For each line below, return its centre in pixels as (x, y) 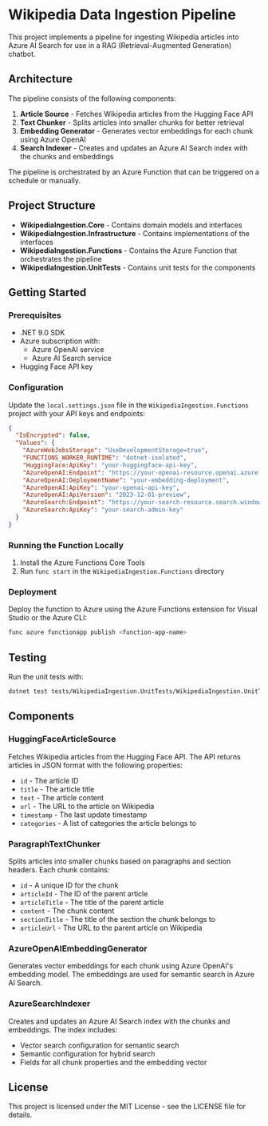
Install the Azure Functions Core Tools (82, 563)
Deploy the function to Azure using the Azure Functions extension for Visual (133, 609)
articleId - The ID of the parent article (84, 893)
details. (20, 1115)
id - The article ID (49, 780)
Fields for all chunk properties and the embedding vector (113, 1062)
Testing (28, 657)
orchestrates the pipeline (61, 258)
